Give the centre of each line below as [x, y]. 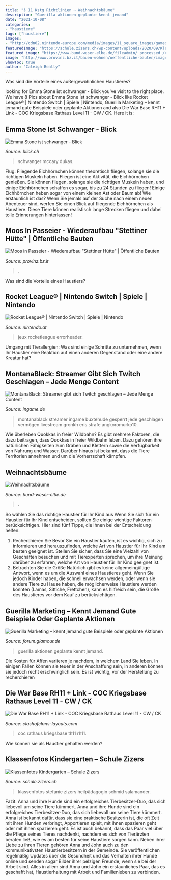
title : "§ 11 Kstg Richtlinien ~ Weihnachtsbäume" [60, 10]
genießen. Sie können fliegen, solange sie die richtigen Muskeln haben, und [85, 182]
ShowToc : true [20, 62]
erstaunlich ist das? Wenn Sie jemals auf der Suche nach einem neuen [79, 198]
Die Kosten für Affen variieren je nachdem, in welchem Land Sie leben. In [82, 661]
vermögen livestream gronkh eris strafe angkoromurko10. [78, 425]
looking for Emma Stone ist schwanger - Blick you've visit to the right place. [85, 91]
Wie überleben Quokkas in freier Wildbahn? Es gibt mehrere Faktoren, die [82, 434]
